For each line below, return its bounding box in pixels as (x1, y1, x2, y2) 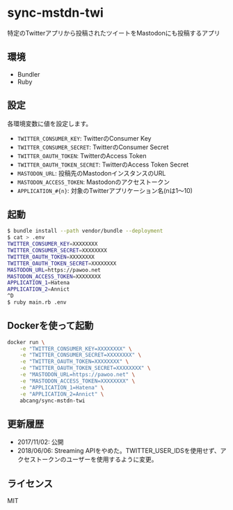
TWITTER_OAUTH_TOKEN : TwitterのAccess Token (17, 151, 147, 160)
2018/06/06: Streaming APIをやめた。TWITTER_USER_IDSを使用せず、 (17, 447, 220, 455)
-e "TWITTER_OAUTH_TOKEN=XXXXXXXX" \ (19, 358, 129, 365)
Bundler (17, 70, 40, 78)
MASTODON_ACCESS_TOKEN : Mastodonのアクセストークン (17, 178, 170, 186)
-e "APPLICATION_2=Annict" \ (19, 390, 104, 398)
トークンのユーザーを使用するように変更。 (35, 455, 158, 464)
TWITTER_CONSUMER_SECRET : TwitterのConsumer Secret (17, 143, 169, 151)
